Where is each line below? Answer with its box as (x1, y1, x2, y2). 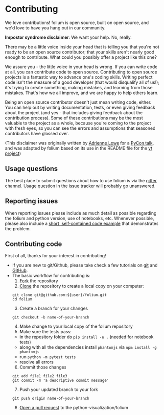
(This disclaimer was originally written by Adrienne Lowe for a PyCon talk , (5, 140, 154, 146)
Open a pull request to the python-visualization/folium (19, 405, 129, 411)
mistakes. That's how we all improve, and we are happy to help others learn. (5, 90, 159, 96)
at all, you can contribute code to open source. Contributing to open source (5, 69, 158, 74)
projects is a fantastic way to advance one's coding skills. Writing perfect (5, 74, 153, 80)
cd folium (12, 297, 33, 302)
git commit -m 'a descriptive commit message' (12, 378, 109, 383)
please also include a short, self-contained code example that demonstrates (5, 220, 159, 226)
